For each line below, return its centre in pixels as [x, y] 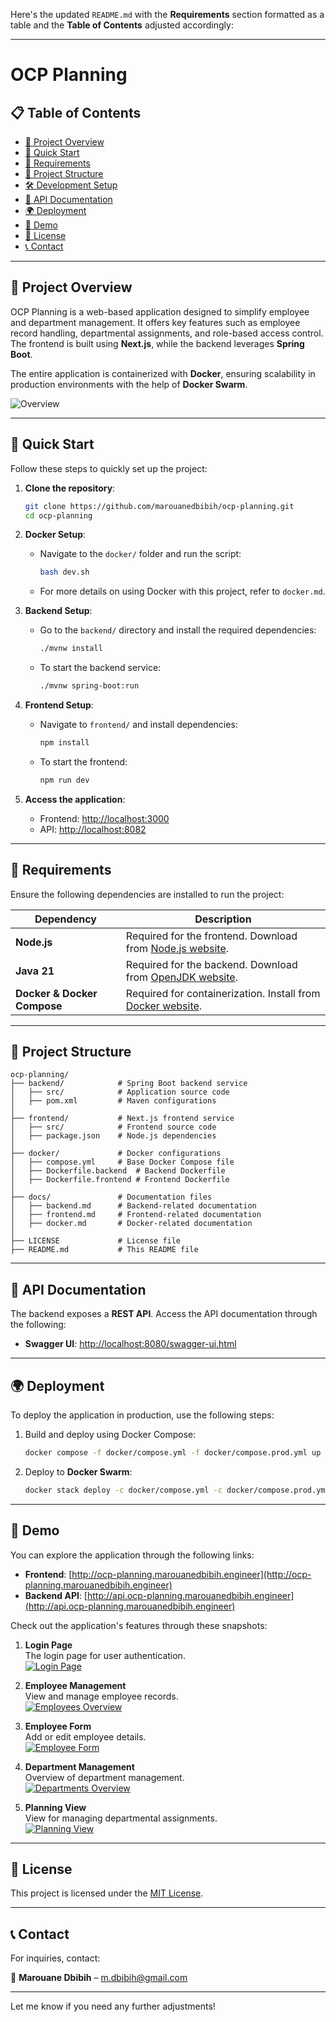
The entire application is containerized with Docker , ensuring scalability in [163, 373]
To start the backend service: [100, 668]
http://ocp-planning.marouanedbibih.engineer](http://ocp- [191, 1574]
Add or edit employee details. [85, 1736]
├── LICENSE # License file [96, 1241]
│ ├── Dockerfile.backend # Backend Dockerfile [118, 1171]
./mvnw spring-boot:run [89, 686]
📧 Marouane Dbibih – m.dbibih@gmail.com [99, 1978]
